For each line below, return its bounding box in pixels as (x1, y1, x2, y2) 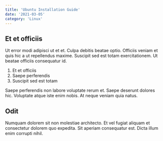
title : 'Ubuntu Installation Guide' (5, 7, 80, 12)
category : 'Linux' (5, 16, 43, 21)
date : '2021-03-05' (5, 12, 45, 17)
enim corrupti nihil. (5, 131, 43, 136)
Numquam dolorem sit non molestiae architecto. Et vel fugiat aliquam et (5, 120, 150, 126)
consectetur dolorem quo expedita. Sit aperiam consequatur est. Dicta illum (5, 125, 159, 131)
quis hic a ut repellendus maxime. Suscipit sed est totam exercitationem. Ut (5, 53, 158, 59)
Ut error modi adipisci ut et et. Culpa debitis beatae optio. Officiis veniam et (5, 48, 158, 54)
